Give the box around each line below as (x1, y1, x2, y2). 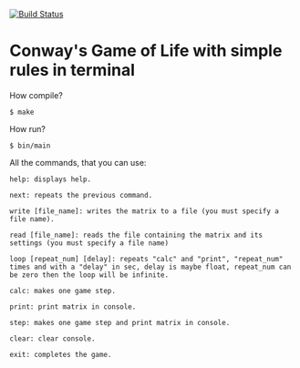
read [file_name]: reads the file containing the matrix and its (9, 230, 263, 240)
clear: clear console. (9, 333, 96, 343)
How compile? (9, 89, 64, 100)
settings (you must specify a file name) (9, 238, 170, 248)
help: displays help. (9, 174, 92, 184)
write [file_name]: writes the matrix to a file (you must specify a (9, 206, 280, 216)
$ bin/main (9, 141, 51, 150)
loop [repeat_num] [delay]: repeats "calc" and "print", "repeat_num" (9, 254, 284, 263)
